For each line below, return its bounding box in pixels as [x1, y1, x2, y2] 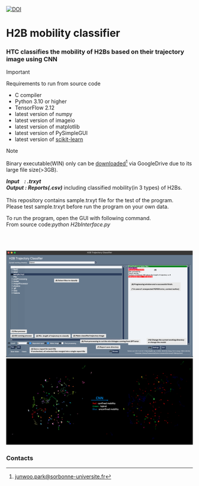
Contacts [6, 454, 34, 462]
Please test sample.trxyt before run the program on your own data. [6, 203, 169, 211]
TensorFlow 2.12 [14, 104, 55, 111]
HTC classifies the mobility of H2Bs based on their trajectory [6, 48, 185, 56]
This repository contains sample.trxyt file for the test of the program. [6, 197, 174, 204]
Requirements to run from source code [6, 80, 101, 87]
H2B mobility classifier [6, 27, 120, 40]
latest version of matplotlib [14, 123, 80, 130]
